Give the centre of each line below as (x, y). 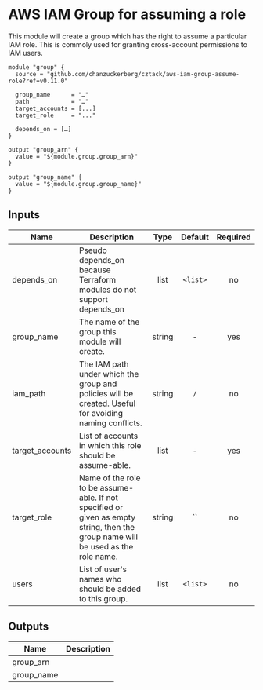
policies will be (106, 393)
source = (29, 74)
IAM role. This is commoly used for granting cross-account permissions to (128, 44)
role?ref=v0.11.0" (38, 81)
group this (98, 331)
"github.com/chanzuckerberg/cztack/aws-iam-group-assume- (143, 74)
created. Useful (108, 403)
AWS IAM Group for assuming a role (127, 15)
